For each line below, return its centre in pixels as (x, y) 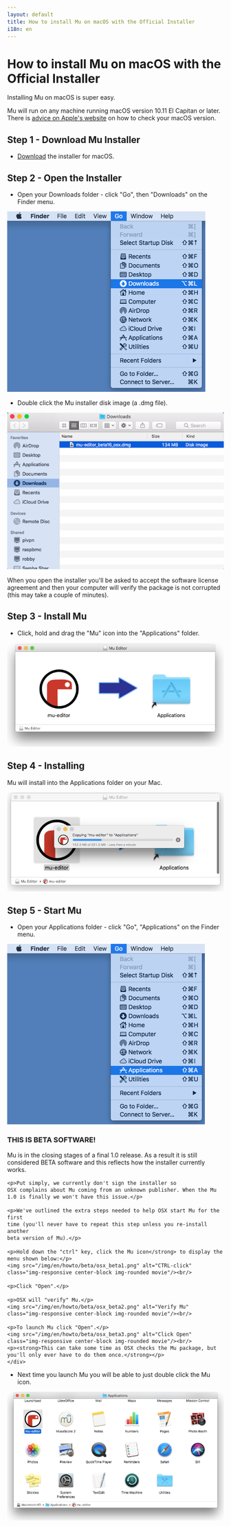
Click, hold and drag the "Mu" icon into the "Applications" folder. (108, 633)
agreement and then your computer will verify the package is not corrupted (114, 587)
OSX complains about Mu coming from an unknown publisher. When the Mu (112, 1190)
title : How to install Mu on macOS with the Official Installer (101, 22)
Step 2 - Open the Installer (65, 178)
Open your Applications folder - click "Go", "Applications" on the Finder (118, 927)
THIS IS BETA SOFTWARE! (52, 1140)
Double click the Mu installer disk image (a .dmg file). (92, 403)
